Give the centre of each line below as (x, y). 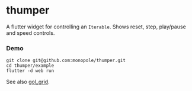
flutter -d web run (30, 71)
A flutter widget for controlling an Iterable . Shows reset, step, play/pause (96, 27)
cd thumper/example (30, 66)
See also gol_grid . (28, 82)
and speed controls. (31, 32)
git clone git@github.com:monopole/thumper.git (66, 61)
